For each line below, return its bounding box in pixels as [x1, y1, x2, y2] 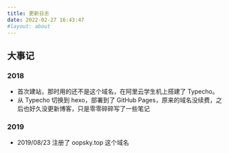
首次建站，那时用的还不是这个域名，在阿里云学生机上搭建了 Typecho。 [17, 87, 219, 96]
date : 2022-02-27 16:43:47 [7, 16, 85, 23]
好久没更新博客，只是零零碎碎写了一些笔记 [29, 104, 150, 113]
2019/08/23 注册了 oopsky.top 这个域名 [17, 139, 129, 147]
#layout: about [7, 23, 51, 30]
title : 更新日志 [7, 10, 50, 17]
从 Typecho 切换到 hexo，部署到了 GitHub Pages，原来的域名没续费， [17, 96, 217, 104]
